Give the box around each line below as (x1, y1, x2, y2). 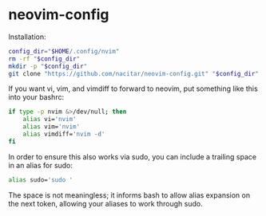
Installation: (8, 32, 46, 41)
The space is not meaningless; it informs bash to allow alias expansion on (8, 190, 250, 200)
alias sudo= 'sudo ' (8, 175, 73, 184)
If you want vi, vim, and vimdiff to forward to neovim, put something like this (8, 84, 258, 93)
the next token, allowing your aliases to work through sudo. (8, 198, 203, 208)
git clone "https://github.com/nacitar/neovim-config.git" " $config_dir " (8, 69, 260, 77)
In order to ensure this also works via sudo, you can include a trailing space (8, 151, 257, 161)
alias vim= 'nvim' (22, 123, 81, 131)
